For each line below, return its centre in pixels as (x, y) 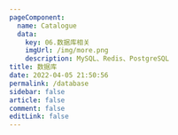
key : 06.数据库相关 (58, 42)
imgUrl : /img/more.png (67, 51)
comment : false (37, 108)
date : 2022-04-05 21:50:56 (59, 75)
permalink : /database (49, 83)
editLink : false (39, 116)
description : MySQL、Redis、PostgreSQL (97, 59)
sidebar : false (37, 91)
